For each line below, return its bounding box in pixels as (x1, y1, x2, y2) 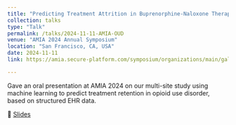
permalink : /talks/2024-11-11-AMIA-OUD (7, 29, 124, 37)
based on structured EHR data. (7, 96, 97, 105)
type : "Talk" (7, 23, 46, 30)
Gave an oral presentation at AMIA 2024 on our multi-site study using (7, 81, 209, 90)
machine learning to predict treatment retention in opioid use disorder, (7, 88, 210, 97)
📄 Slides (7, 110, 32, 118)
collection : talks (7, 17, 61, 24)
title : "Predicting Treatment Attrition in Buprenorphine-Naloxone (7, 10, 209, 18)
